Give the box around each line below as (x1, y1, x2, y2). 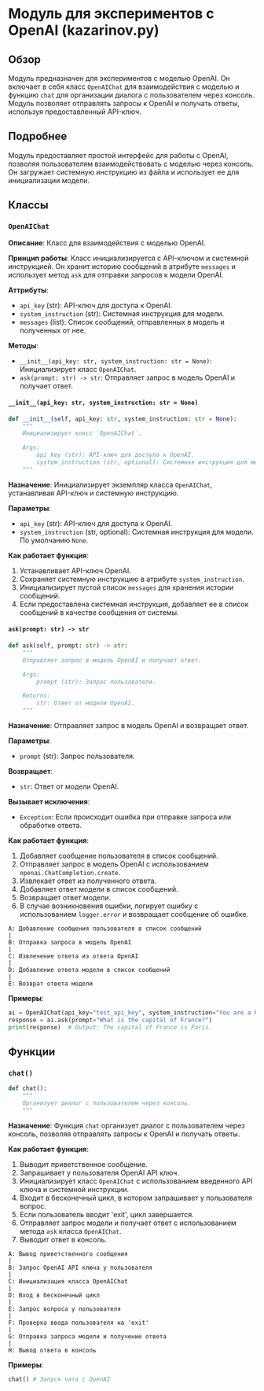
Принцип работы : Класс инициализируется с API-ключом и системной (8, 253, 249, 263)
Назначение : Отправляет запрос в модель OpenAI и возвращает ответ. (8, 721, 249, 730)
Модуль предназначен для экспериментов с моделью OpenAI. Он (8, 74, 230, 83)
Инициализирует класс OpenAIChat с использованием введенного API (19, 1176, 253, 1186)
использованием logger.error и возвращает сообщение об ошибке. (19, 910, 249, 919)
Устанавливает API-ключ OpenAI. (19, 565, 131, 575)
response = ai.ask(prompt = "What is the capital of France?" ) (8, 1016, 213, 1024)
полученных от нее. (19, 326, 86, 335)
